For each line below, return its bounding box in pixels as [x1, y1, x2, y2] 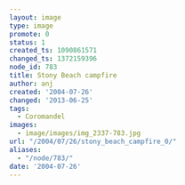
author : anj [9, 79, 53, 88]
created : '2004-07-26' [9, 87, 93, 96]
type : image [9, 21, 53, 30]
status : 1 [9, 37, 46, 47]
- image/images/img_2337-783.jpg [17, 129, 141, 138]
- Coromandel [17, 112, 66, 121]
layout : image [9, 12, 62, 22]
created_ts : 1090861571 [9, 46, 98, 55]
